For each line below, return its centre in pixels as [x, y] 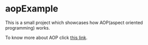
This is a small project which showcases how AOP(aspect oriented [74, 22]
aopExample [32, 9]
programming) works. [28, 27]
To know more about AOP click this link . [46, 37]
